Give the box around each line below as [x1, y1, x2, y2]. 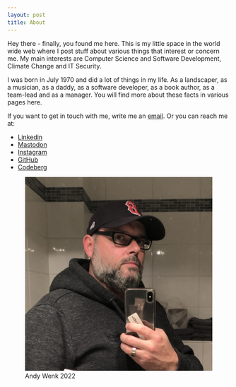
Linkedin [17, 133, 43, 141]
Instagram [17, 148, 47, 156]
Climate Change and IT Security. [7, 61, 102, 70]
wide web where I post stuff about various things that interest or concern [7, 47, 220, 55]
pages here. [7, 97, 42, 106]
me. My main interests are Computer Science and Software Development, [7, 54, 222, 63]
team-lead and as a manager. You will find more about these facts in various [7, 90, 229, 99]
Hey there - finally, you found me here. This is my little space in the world [7, 39, 220, 47]
